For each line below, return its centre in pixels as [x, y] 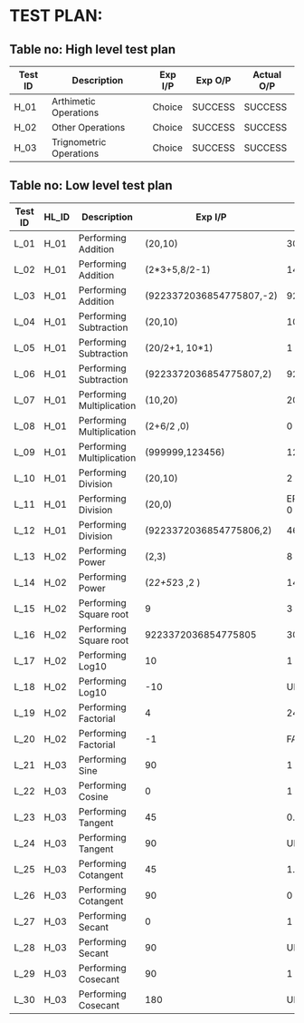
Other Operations [88, 127]
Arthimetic [74, 101]
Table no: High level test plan [93, 49]
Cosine [93, 796]
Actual [267, 75]
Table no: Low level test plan [91, 185]
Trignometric [79, 142]
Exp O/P [214, 80]
